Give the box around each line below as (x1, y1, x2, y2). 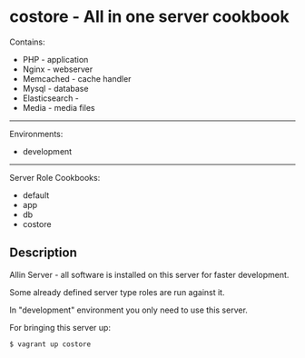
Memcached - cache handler (22, 73, 132, 84)
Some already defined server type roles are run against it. (9, 286, 225, 297)
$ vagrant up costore (9, 339, 92, 349)
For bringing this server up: (9, 322, 112, 333)
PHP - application (22, 54, 89, 65)
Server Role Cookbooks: (9, 172, 101, 183)
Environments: (9, 128, 64, 139)
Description (9, 245, 77, 261)
